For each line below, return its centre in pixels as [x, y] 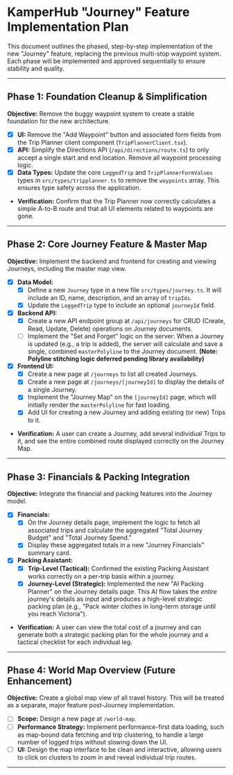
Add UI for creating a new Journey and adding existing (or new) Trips [127, 412]
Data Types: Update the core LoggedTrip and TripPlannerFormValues [115, 172]
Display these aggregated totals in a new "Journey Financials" [116, 545]
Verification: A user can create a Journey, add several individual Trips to [121, 434]
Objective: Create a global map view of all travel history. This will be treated [115, 698]
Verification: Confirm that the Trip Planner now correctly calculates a [116, 201]
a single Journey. [52, 390]
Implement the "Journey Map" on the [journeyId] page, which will [122, 397]
